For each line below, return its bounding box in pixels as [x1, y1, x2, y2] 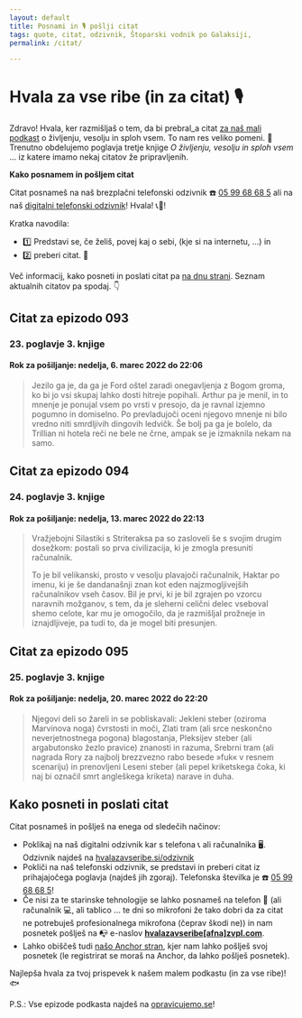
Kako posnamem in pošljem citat [9, 169, 134, 180]
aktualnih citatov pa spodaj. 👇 [9, 281, 120, 292]
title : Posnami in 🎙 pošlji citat [9, 22, 139, 31]
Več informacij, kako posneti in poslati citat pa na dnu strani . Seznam [9, 271, 266, 282]
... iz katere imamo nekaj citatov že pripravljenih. [9, 152, 189, 162]
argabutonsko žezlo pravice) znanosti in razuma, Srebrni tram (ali [31, 742, 275, 753]
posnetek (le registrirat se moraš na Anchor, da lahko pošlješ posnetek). [22, 949, 290, 961]
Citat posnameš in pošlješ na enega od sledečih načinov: [9, 820, 221, 831]
